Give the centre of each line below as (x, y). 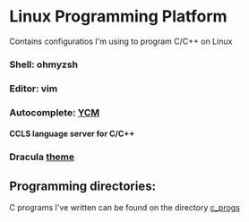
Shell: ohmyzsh (44, 64)
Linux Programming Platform (118, 17)
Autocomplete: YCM (55, 112)
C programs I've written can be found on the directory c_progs (124, 208)
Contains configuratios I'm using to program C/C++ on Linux (121, 41)
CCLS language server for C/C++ (72, 134)
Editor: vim (34, 89)
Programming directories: (83, 186)
